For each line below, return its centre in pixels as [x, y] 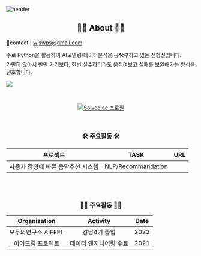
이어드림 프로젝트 [37, 243]
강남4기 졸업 [99, 233]
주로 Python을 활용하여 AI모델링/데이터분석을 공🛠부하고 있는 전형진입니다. [94, 55]
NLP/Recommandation [136, 166]
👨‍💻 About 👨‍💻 [101, 28]
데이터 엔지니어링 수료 [99, 243]
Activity [99, 221]
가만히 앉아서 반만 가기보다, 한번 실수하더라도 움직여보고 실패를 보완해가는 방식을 [101, 64]
